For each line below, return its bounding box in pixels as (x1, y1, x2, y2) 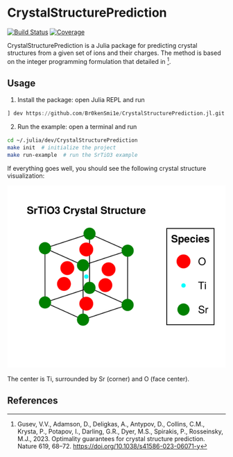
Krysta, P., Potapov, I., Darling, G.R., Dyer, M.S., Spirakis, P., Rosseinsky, (17, 427, 223, 435)
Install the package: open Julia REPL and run (17, 96, 146, 104)
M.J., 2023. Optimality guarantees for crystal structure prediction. (17, 434, 206, 442)
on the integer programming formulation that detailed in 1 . (7, 56, 171, 65)
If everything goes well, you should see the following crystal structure (7, 164, 207, 172)
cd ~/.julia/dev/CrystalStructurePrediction (7, 137, 138, 144)
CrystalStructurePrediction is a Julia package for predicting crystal (7, 41, 198, 49)
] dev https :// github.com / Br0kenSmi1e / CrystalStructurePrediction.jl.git (7, 110, 225, 117)
